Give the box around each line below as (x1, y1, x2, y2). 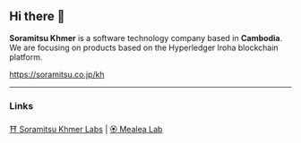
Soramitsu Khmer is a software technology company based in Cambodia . (9, 32, 283, 43)
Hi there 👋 (9, 9, 65, 24)
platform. (9, 51, 43, 63)
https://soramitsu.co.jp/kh (9, 69, 105, 80)
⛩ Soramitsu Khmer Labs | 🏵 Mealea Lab (9, 124, 163, 135)
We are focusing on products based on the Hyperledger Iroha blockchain (9, 42, 279, 53)
